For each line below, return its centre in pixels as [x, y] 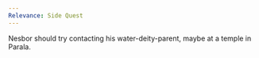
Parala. [20, 46]
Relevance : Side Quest [46, 15]
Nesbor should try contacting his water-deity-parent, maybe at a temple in [130, 38]
